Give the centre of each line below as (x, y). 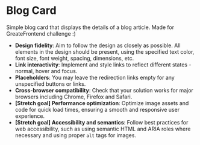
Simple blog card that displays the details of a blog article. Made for (90, 27)
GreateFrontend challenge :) (41, 33)
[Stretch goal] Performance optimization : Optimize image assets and (102, 103)
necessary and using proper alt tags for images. (76, 135)
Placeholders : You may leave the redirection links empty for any (95, 77)
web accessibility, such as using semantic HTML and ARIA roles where (103, 129)
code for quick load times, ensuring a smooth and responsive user (97, 109)
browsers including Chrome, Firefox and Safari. (73, 97)
